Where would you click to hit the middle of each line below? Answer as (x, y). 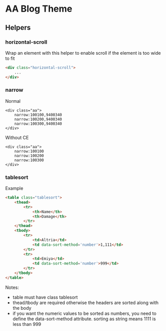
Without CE (17, 137)
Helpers (18, 28)
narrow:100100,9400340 (38, 115)
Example (14, 189)
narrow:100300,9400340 (38, 124)
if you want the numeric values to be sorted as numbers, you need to (85, 313)
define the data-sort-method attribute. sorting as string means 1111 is (84, 319)
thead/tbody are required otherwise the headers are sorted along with (85, 303)
